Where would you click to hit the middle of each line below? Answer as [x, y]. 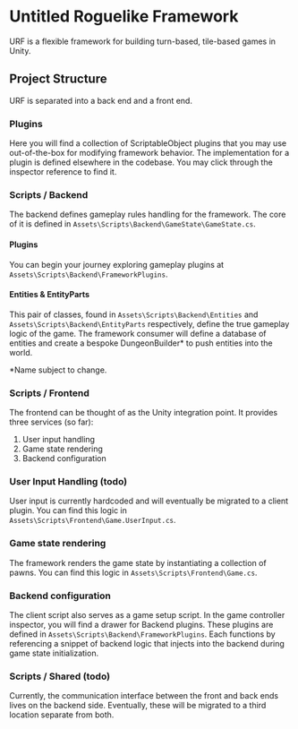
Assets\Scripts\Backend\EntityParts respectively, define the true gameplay [149, 323]
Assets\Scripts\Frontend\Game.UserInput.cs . [93, 520]
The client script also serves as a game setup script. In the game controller [147, 614]
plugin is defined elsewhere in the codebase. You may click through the [141, 162]
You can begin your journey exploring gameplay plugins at [117, 264]
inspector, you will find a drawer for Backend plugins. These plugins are [141, 624]
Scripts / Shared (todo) [60, 676]
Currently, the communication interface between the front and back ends [144, 696]
